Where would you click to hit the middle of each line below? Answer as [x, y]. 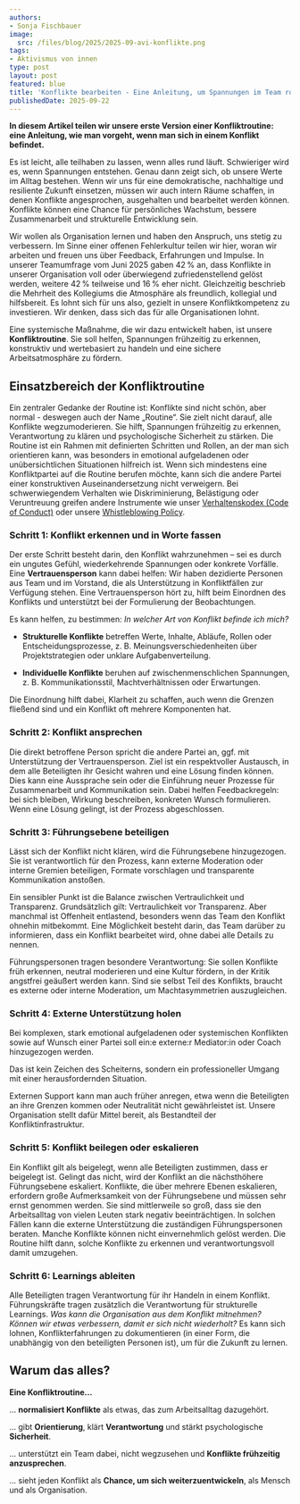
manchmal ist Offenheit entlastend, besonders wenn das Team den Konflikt [147, 916]
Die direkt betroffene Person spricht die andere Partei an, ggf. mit [129, 752]
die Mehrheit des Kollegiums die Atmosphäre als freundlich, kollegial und [143, 293]
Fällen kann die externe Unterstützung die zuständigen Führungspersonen [146, 1224]
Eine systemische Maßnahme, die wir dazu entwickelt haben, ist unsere [141, 330]
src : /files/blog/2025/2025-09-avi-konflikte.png [111, 42]
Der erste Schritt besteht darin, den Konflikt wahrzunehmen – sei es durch [146, 555]
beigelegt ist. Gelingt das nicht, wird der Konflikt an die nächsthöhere [136, 1176]
